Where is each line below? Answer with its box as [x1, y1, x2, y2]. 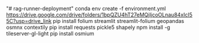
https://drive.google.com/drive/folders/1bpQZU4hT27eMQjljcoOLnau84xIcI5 [6, 11, 193, 18]
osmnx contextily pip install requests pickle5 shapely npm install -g [6, 24, 170, 31]
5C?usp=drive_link [6, 18, 52, 24]
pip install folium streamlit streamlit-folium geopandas [52, 18, 184, 24]
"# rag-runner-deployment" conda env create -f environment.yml [6, 5, 166, 12]
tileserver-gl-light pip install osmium [6, 30, 94, 37]
